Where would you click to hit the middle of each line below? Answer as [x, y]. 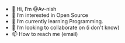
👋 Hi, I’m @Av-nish [34, 9]
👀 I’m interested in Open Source [50, 15]
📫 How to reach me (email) [45, 34]
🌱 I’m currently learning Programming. [57, 21]
